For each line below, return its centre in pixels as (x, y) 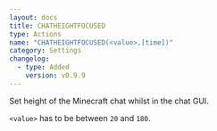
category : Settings (46, 51)
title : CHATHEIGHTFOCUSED (57, 26)
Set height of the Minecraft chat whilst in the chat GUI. (109, 101)
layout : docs (33, 17)
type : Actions (36, 34)
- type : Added (43, 68)
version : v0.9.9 (56, 76)
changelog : (29, 59)
